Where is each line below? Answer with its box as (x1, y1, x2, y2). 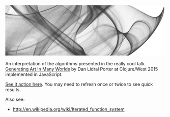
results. (5, 87, 21, 93)
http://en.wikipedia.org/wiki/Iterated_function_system (12, 106, 125, 112)
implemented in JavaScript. (5, 71, 63, 77)
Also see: (5, 96, 25, 103)
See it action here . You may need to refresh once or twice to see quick (5, 81, 153, 88)
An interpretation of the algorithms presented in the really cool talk (5, 61, 145, 67)
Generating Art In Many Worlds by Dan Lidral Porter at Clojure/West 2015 (5, 66, 158, 72)
